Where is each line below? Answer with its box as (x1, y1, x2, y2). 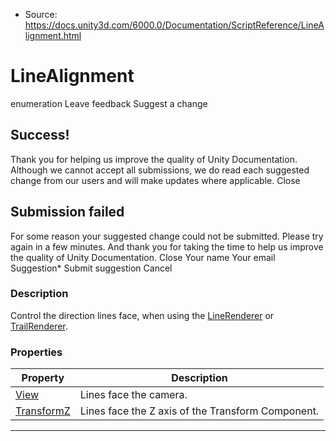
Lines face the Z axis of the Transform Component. (79, 404, 320, 418)
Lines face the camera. (79, 388, 188, 402)
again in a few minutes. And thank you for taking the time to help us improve (10, 240, 324, 253)
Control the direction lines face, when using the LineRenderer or (10, 309, 275, 321)
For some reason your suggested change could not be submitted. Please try (10, 230, 324, 242)
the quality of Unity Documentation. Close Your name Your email (10, 251, 276, 263)
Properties (10, 345, 63, 359)
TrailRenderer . (10, 320, 68, 332)
